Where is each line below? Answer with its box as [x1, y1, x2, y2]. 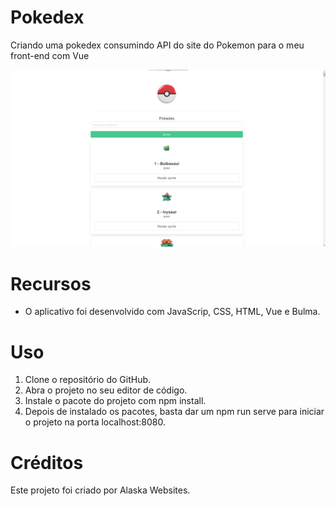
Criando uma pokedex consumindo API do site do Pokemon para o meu [10, 39, 305, 51]
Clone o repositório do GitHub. [24, 374, 152, 386]
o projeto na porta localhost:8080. [24, 416, 166, 428]
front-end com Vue [10, 49, 90, 61]
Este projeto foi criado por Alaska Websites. [10, 484, 191, 496]
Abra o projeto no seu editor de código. [24, 384, 188, 396]
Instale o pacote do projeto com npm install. [24, 395, 207, 407]
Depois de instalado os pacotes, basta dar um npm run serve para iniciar [24, 406, 325, 418]
